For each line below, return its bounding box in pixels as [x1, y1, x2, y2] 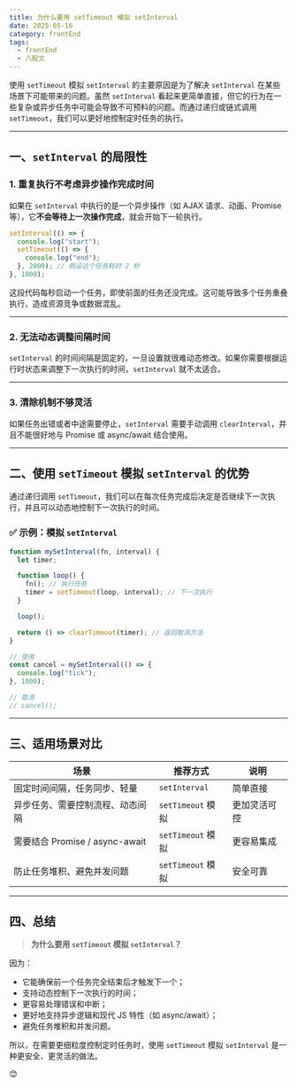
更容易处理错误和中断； [21, 998, 108, 1010]
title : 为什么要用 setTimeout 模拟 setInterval [9, 12, 179, 22]
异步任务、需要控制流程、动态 [13, 798, 139, 811]
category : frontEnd [9, 29, 81, 38]
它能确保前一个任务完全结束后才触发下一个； [21, 976, 186, 988]
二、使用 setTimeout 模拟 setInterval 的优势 [9, 466, 250, 481]
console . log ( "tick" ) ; [17, 669, 97, 678]
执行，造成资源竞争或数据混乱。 [9, 298, 126, 308]
